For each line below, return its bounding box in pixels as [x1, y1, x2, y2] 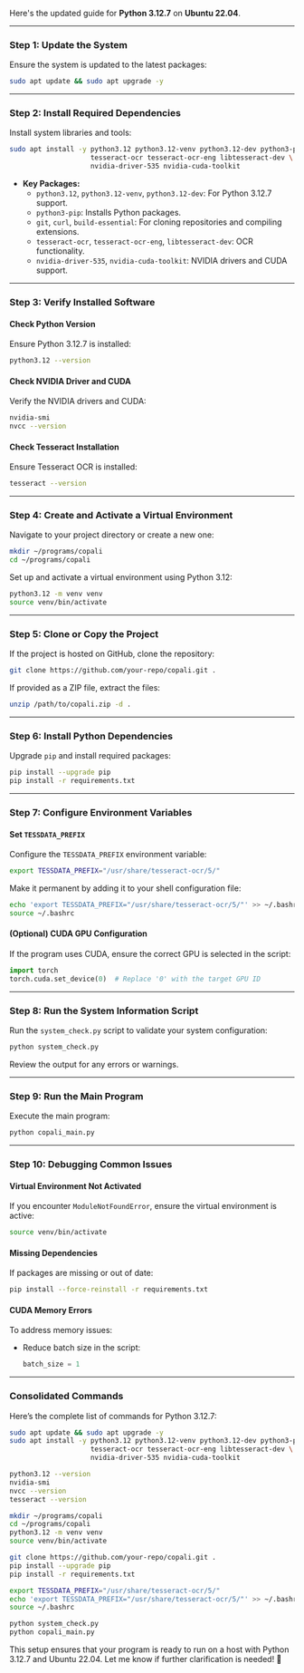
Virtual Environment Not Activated [9, 1180, 142, 1191]
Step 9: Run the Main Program [9, 1089, 144, 1102]
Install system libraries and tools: [9, 127, 132, 139]
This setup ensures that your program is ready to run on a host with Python [9, 1644, 290, 1655]
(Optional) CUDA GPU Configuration [9, 928, 147, 939]
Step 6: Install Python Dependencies [9, 730, 174, 742]
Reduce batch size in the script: [22, 1342, 141, 1353]
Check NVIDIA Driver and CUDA [9, 375, 131, 386]
